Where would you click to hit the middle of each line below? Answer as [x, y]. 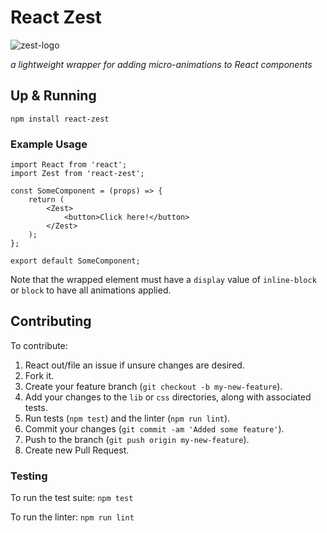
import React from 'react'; [69, 165]
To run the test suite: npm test [72, 498]
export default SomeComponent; [75, 261]
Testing [29, 476]
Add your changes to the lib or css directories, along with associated [168, 397]
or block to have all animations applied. [91, 290]
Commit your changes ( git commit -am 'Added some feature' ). [154, 428]
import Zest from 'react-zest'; [77, 174]
